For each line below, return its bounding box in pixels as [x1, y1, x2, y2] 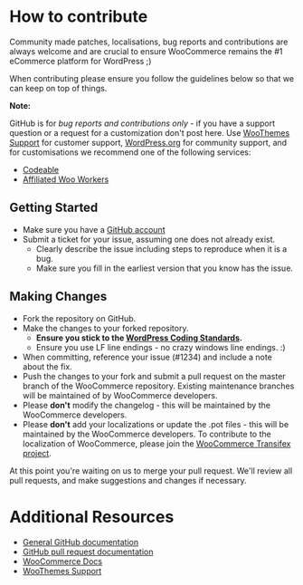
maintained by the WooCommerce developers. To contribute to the [22, 428, 271, 439]
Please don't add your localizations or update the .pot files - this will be [22, 418, 289, 429]
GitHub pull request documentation [22, 546, 154, 557]
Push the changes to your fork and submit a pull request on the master [22, 370, 287, 381]
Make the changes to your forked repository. [22, 322, 189, 333]
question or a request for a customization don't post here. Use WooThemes [9, 127, 290, 138]
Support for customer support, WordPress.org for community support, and [9, 137, 288, 148]
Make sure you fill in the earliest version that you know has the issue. [35, 263, 294, 273]
